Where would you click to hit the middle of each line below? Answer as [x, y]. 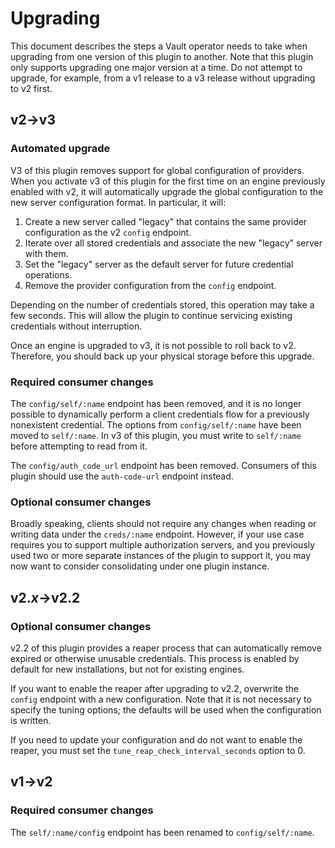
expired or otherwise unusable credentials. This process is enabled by [155, 658]
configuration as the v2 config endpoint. [108, 232]
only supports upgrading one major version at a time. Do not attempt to [156, 67]
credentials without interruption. [76, 326]
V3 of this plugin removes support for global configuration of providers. [157, 170]
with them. [46, 253]
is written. [31, 720]
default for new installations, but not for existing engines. [127, 669]
